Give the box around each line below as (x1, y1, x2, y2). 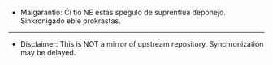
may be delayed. (19, 48, 76, 57)
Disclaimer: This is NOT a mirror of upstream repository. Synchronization (19, 39, 264, 48)
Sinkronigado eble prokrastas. (19, 16, 121, 26)
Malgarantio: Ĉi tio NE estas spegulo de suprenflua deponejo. (19, 8, 226, 17)
